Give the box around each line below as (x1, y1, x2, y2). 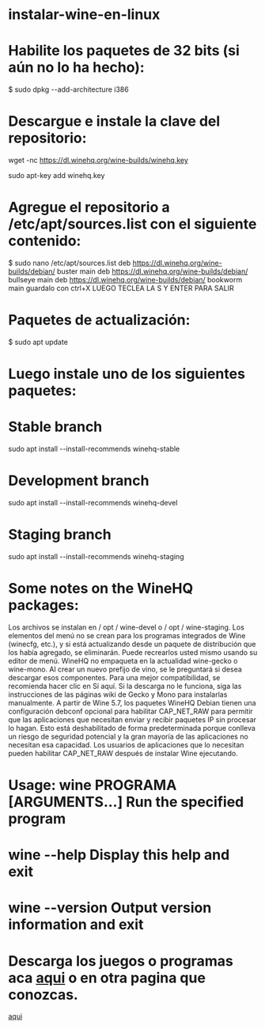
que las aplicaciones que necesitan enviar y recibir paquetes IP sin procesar (8, 714, 257, 724)
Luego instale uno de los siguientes (8, 365, 245, 383)
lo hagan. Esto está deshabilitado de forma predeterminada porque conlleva (8, 723, 256, 732)
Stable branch (8, 418, 103, 436)
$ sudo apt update (8, 337, 69, 346)
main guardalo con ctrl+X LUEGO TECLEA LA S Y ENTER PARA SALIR (8, 283, 235, 293)
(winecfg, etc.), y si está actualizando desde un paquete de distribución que (8, 639, 256, 649)
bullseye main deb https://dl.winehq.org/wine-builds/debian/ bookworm (8, 275, 243, 284)
